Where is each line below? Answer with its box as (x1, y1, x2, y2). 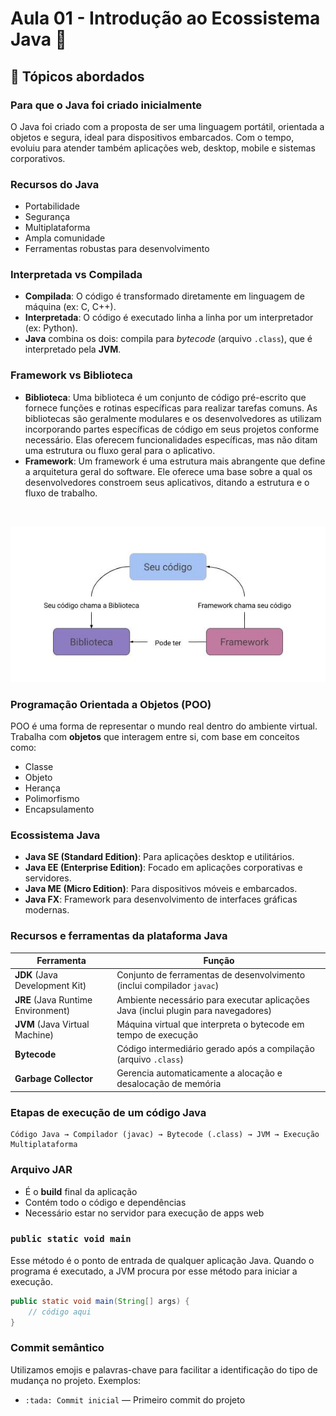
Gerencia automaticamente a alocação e (116, 1067, 283, 1079)
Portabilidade (24, 200, 80, 212)
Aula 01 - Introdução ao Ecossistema (10, 7, 321, 30)
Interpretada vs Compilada (10, 268, 143, 282)
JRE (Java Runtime (14, 993, 93, 1006)
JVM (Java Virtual (14, 1018, 90, 1030)
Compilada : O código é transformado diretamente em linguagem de (24, 290, 305, 302)
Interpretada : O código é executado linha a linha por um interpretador (24, 312, 314, 324)
